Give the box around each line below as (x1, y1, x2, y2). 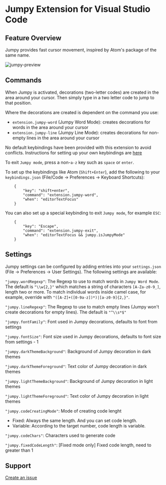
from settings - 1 (5, 339, 39, 345)
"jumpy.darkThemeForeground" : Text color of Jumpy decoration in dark (5, 363, 147, 369)
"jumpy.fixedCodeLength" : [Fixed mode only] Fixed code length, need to (5, 442, 152, 448)
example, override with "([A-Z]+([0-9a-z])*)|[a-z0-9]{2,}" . (5, 294, 130, 300)
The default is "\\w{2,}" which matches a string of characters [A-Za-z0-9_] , (5, 284, 161, 290)
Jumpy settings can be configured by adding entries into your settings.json (5, 263, 162, 269)
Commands (5, 76, 42, 85)
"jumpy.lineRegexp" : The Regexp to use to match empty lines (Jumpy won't (5, 303, 160, 309)
